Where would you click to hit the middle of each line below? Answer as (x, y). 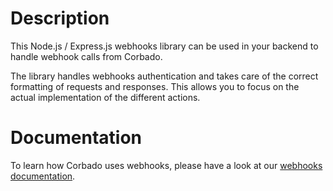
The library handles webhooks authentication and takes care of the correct (164, 76)
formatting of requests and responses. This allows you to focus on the (155, 86)
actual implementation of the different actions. (105, 97)
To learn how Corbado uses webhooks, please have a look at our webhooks (166, 165)
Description (60, 18)
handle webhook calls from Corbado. (86, 56)
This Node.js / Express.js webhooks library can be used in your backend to (164, 46)
